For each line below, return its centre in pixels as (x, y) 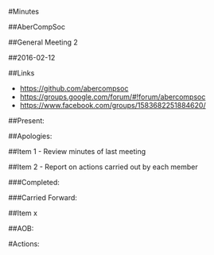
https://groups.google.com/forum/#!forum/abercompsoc (113, 97)
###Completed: (34, 182)
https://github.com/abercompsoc (74, 88)
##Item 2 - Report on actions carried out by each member (103, 167)
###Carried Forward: (43, 197)
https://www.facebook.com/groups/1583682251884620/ (113, 105)
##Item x (23, 213)
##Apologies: (30, 136)
